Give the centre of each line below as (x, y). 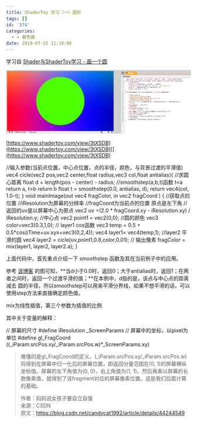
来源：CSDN (35, 406)
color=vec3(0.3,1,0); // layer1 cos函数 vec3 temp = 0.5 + (73, 225)
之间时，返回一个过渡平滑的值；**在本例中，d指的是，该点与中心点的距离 (100, 278)
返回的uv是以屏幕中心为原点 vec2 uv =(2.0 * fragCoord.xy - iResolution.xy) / (98, 210)
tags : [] (17, 18)
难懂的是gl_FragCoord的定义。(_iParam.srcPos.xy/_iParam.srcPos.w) (103, 356)
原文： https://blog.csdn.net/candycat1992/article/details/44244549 (103, 413)
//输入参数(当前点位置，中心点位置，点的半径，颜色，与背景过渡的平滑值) (95, 167)
